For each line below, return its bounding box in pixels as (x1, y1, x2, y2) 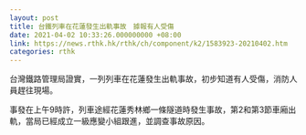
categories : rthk (9, 47, 76, 57)
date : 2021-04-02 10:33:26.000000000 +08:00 (9, 30, 182, 39)
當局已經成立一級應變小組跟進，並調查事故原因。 (25, 116, 210, 127)
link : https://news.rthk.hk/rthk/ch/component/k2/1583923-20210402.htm (9, 38, 288, 48)
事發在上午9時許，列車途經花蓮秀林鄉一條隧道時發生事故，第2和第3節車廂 (9, 104, 289, 115)
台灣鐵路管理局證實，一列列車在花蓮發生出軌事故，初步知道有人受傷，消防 (9, 74, 290, 85)
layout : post (9, 13, 59, 23)
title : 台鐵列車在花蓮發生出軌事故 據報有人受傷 (9, 22, 174, 31)
